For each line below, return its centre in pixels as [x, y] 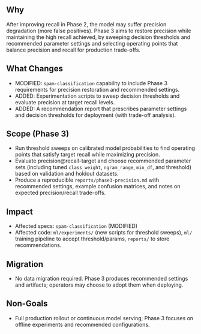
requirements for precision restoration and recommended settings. [97, 89]
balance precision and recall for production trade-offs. [73, 50]
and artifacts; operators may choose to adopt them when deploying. [99, 285]
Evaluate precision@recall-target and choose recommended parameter [103, 161]
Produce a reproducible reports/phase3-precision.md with [87, 180]
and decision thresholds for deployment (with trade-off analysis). [95, 115]
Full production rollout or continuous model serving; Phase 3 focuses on [104, 318]
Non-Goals [27, 304]
